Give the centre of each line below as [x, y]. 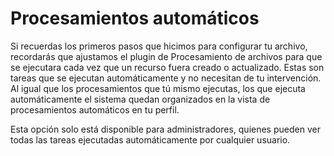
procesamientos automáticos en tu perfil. [95, 109]
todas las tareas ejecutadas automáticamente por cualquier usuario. [150, 139]
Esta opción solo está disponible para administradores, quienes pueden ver [165, 129]
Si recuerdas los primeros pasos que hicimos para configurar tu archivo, [159, 46]
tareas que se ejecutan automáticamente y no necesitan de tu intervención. [166, 78]
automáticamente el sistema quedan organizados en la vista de [140, 99]
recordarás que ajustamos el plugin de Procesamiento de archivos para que [166, 56]
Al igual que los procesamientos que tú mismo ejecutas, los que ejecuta [158, 88]
